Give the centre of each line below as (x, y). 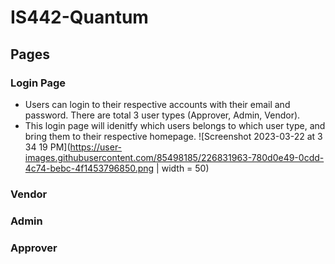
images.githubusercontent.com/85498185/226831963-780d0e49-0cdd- (174, 157)
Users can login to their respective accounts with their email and (157, 104)
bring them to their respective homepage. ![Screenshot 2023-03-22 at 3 (173, 136)
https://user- (96, 147)
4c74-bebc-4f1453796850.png (89, 168)
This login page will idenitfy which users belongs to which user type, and (175, 125)
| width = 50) (183, 168)
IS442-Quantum (79, 17)
